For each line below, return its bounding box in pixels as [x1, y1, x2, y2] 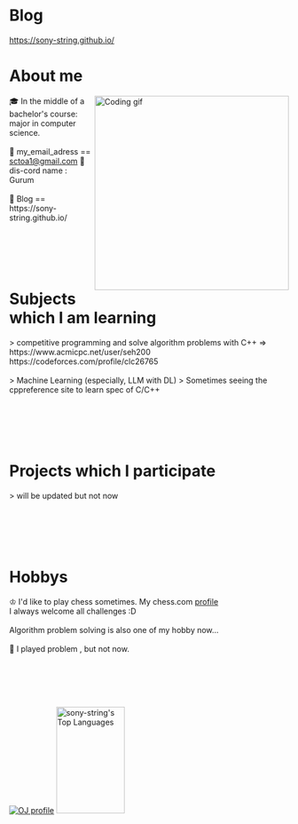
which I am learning [9, 308, 157, 329]
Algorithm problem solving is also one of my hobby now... [9, 624, 219, 635]
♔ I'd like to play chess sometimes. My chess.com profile [9, 596, 219, 606]
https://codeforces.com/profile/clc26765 [9, 356, 159, 367]
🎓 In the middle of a [9, 95, 85, 107]
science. [9, 127, 41, 138]
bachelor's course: [9, 108, 78, 119]
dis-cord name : [9, 165, 68, 176]
